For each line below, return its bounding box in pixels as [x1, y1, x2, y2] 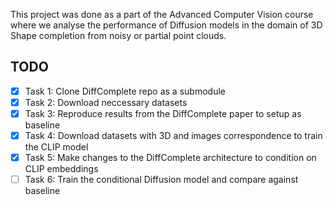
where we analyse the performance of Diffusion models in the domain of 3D [10, 19, 323, 31]
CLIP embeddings [24, 163, 99, 175]
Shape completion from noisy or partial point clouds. [10, 30, 227, 41]
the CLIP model [24, 141, 89, 153]
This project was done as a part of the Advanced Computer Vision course [10, 9, 314, 20]
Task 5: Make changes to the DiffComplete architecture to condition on [24, 152, 317, 164]
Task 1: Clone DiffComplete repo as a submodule [24, 85, 226, 97]
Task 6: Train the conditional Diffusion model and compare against [24, 174, 299, 186]
